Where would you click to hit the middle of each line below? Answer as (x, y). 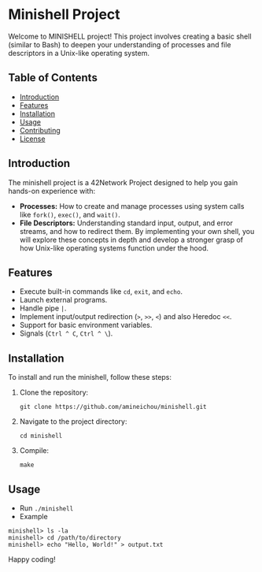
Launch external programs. (63, 300)
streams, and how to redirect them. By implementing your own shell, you (137, 231)
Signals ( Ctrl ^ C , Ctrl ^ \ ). (66, 333)
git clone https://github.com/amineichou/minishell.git (113, 407)
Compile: (34, 451)
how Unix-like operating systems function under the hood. (114, 248)
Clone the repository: (54, 392)
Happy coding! (32, 559)
